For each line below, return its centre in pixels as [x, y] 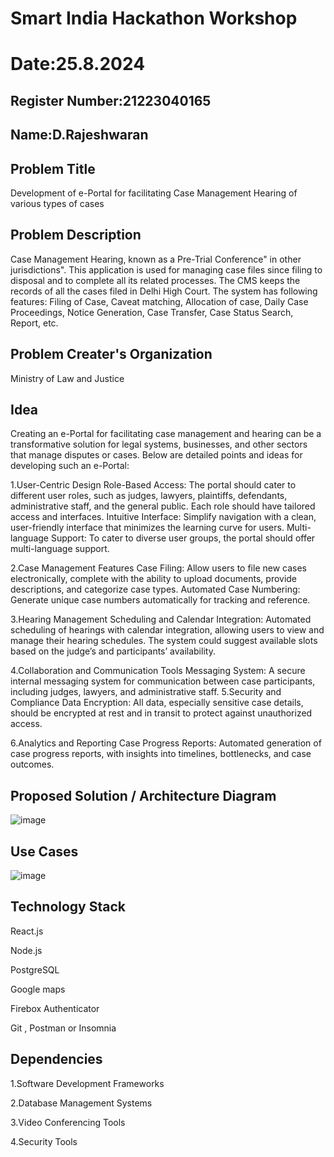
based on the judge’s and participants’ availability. [113, 651]
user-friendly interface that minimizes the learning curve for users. [147, 528]
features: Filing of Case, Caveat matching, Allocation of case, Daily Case [159, 301]
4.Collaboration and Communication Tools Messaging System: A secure [158, 671]
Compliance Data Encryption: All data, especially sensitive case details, [157, 703]
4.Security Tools [44, 1141]
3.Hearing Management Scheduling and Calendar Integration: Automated [161, 619]
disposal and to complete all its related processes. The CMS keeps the [155, 280]
